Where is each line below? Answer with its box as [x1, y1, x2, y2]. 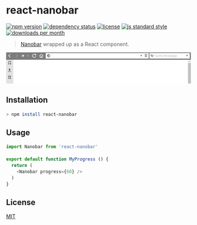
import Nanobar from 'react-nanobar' [6, 144, 98, 150]
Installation [6, 95, 48, 105]
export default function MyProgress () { [6, 156, 109, 162]
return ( [11, 163, 33, 169]
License [6, 197, 36, 207]
